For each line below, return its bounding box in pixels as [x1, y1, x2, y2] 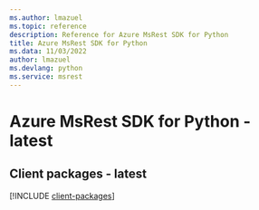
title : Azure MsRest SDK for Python [9, 38, 148, 48]
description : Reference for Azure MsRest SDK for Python [9, 30, 229, 39]
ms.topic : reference [9, 22, 88, 31]
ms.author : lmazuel [9, 13, 83, 23]
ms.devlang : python [9, 64, 83, 73]
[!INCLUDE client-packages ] [9, 190, 115, 201]
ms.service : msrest [9, 72, 83, 81]
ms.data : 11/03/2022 [9, 47, 88, 56]
